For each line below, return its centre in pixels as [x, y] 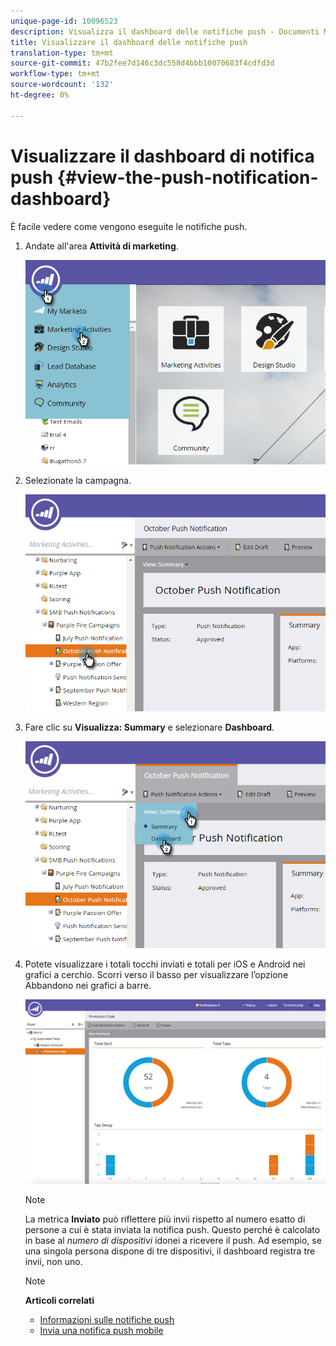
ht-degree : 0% [40, 95]
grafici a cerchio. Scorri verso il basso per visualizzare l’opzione [156, 975]
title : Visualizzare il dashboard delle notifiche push [129, 42]
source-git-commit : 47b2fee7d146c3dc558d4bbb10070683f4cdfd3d [142, 63]
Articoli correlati [59, 1300]
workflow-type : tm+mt [55, 74]
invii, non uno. [53, 1261]
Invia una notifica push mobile [101, 1330]
